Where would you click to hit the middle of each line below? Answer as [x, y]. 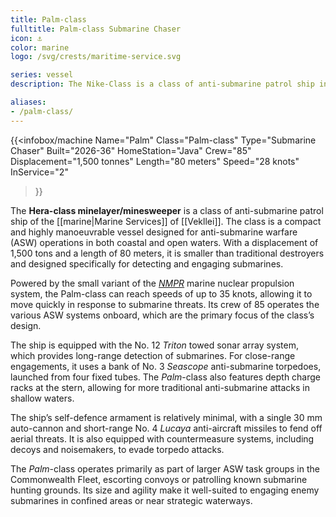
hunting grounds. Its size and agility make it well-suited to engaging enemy [165, 490]
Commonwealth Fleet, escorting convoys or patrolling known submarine [159, 479]
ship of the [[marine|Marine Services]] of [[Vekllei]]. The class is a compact [166, 221]
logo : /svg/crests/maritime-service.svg [96, 57]
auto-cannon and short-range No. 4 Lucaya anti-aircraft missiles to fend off [166, 428]
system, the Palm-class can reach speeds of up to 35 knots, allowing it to [161, 293]
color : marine [40, 47]
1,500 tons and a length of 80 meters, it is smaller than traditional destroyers [167, 253]
